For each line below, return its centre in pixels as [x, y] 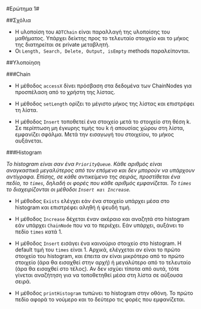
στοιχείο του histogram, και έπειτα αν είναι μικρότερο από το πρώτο [99, 256]
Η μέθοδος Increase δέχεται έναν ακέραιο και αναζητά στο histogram [102, 219]
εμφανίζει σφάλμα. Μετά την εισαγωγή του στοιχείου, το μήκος [95, 134]
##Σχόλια [19, 20]
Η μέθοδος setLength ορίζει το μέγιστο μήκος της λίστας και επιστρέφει [104, 104]
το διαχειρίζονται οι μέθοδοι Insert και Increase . [68, 189]
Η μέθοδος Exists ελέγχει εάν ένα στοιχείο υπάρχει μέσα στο [92, 201]
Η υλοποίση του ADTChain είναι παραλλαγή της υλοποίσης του [92, 32]
